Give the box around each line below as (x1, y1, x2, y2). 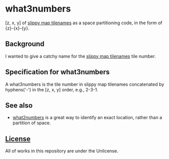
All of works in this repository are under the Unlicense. (5, 148, 119, 154)
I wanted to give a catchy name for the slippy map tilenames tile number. (5, 53, 156, 59)
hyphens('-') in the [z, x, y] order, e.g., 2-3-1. (5, 86, 98, 92)
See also (5, 101, 33, 110)
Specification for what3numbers (5, 68, 110, 76)
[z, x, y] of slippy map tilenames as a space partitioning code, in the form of (5, 20, 162, 26)
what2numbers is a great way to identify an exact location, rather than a (12, 115, 162, 121)
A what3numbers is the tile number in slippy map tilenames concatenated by (5, 81, 164, 87)
